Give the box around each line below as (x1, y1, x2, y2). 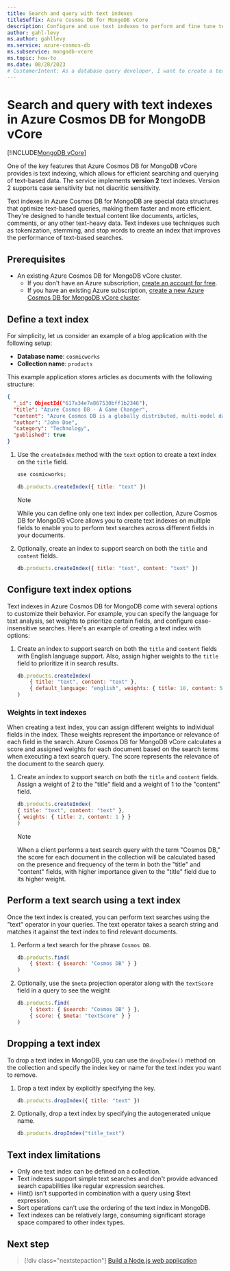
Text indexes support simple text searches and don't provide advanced (16, 1174, 218, 1183)
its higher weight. (16, 875, 66, 883)
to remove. (7, 1071, 38, 1079)
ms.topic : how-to (7, 55, 57, 62)
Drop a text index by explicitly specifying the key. (16, 1084, 156, 1092)
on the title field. (16, 458, 68, 466)
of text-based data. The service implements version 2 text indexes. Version (7, 176, 220, 185)
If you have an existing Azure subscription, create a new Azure (27, 286, 204, 295)
